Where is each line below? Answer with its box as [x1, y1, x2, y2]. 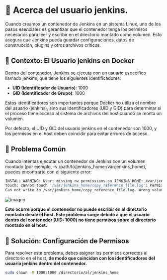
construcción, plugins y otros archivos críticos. [5, 42, 101, 48]
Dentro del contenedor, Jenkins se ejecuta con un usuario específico [5, 70, 147, 76]
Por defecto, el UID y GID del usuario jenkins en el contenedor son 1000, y [5, 125, 157, 131]
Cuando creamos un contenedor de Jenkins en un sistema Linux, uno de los [5, 21, 161, 27]
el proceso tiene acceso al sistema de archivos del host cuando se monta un [5, 110, 162, 116]
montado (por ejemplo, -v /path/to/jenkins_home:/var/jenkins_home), [5, 163, 147, 169]
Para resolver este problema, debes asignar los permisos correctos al [5, 250, 148, 256]
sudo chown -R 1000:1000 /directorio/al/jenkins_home [5, 270, 119, 275]
